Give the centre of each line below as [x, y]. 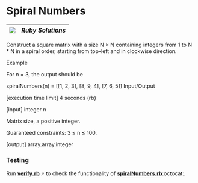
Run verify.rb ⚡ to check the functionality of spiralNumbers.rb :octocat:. [96, 173]
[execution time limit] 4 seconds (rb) [51, 98]
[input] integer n [26, 109]
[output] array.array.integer [40, 144]
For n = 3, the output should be [45, 74]
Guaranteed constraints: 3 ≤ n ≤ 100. [52, 132]
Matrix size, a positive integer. [43, 121]
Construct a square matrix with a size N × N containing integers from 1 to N [99, 45]
